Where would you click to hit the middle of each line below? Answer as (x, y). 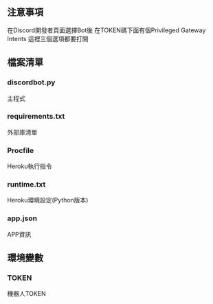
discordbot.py (31, 82)
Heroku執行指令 (30, 166)
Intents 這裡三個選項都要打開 (48, 38)
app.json (22, 218)
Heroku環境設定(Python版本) (48, 200)
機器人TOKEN (26, 294)
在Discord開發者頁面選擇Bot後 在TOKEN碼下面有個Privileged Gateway (106, 30)
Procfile (21, 150)
